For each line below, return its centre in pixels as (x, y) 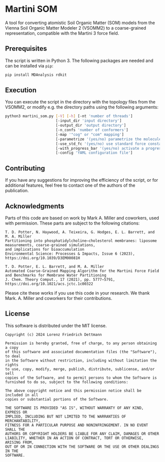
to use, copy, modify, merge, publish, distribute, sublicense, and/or (80, 369)
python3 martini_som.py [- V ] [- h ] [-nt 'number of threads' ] (69, 116)
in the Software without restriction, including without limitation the (81, 361)
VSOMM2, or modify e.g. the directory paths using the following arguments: (82, 107)
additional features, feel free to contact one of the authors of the (70, 185)
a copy (12, 347)
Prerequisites (26, 49)
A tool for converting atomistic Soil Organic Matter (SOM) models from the (80, 23)
